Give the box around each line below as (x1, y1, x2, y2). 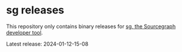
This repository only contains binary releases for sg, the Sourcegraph (6, 23, 176, 30)
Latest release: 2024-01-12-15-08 (6, 40, 89, 47)
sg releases (6, 4, 65, 17)
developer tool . (6, 29, 43, 36)
